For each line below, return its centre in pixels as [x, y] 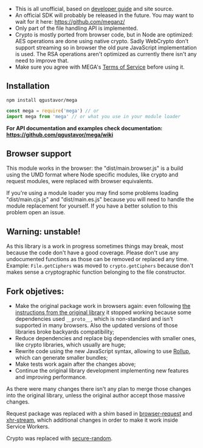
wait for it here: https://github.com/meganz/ [70, 22]
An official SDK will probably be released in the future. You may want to [105, 15]
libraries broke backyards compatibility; [64, 332]
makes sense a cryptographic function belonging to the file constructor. [96, 272]
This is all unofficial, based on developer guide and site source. [94, 9]
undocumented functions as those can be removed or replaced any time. [98, 259]
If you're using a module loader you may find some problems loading [92, 193]
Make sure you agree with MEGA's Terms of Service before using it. [100, 67]
